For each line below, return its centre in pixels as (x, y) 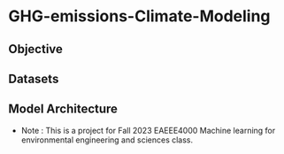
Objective (36, 49)
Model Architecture (63, 109)
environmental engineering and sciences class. (107, 140)
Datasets (34, 78)
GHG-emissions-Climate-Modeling (139, 16)
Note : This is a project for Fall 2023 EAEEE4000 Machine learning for (148, 130)
